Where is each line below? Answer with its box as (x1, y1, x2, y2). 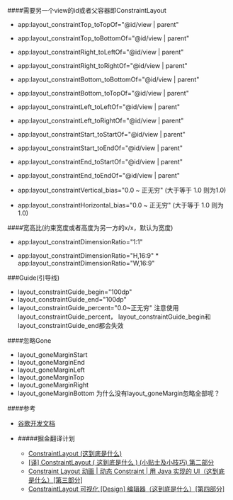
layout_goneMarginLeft (17, 365, 85, 374)
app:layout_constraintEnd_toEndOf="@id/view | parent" (17, 171, 181, 179)
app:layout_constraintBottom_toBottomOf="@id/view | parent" (17, 75, 200, 84)
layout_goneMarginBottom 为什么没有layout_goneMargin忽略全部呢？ (17, 389, 220, 397)
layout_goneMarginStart (17, 351, 88, 359)
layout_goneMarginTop (17, 373, 85, 381)
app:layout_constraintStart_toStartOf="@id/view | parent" (17, 130, 186, 138)
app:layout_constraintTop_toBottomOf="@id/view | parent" (17, 34, 190, 42)
